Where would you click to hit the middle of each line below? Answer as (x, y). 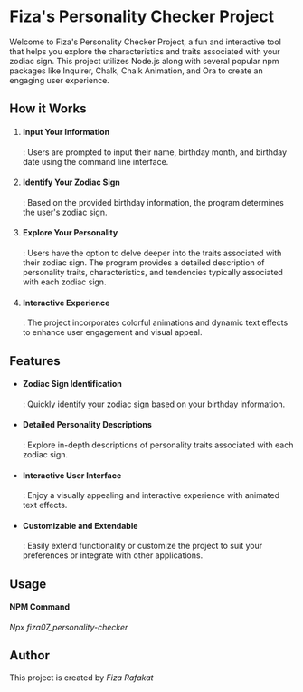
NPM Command (40, 607)
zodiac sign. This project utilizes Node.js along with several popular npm (144, 61)
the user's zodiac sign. (65, 212)
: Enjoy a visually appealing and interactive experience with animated (151, 495)
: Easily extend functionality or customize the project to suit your (142, 546)
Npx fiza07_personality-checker (69, 627)
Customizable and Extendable (80, 525)
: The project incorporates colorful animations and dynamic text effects (155, 322)
